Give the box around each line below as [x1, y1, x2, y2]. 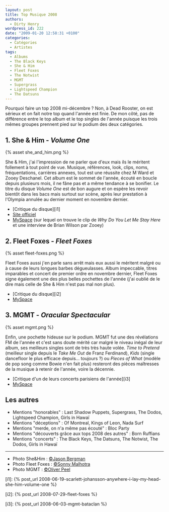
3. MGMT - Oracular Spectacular [5, 311, 111, 319]
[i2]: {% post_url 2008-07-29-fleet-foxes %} [5, 491, 98, 497]
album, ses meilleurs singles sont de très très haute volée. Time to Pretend [5, 345, 160, 351]
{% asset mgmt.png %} [5, 324, 54, 330]
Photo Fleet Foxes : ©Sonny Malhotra [12, 461, 91, 467]
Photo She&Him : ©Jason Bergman [12, 456, 86, 462]
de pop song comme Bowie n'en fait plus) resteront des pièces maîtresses [5, 361, 159, 367]
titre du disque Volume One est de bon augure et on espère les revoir [5, 186, 148, 192]
